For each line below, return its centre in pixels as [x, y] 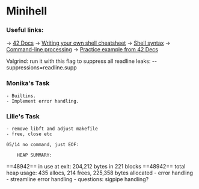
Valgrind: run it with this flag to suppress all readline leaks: [78, 61]
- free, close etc [29, 134]
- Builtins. [21, 96]
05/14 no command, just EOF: [43, 145]
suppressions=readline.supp [41, 68]
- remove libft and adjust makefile [52, 129]
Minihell [26, 11]
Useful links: [25, 30]
